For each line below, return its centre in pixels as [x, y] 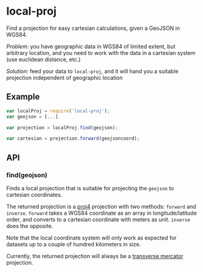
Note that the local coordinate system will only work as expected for [91, 238]
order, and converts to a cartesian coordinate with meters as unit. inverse [98, 219]
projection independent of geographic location [65, 77]
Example [23, 97]
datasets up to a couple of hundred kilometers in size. [74, 244]
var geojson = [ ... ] [33, 116]
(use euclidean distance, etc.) [43, 59]
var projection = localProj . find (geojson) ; [62, 127]
